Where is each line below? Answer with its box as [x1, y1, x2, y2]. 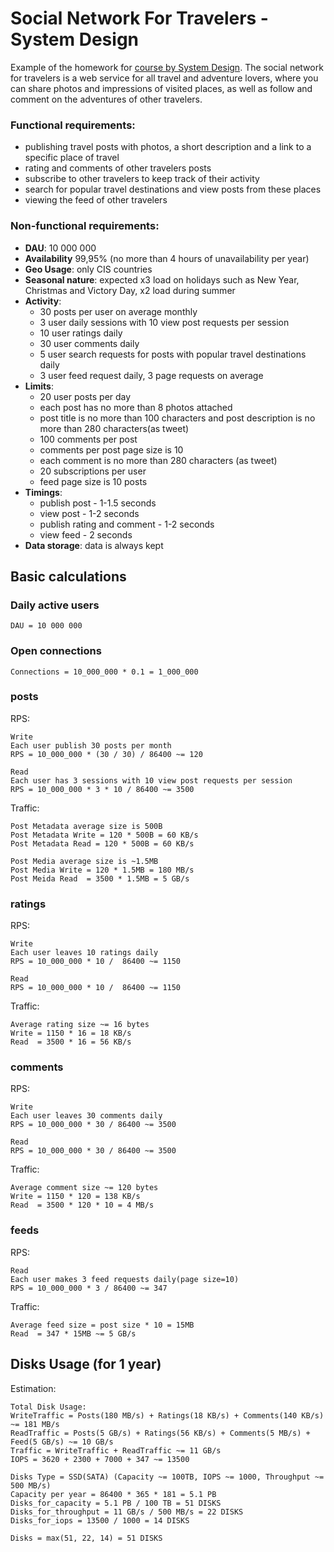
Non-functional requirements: [10, 219, 160, 233]
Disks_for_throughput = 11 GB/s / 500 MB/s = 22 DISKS [10, 1507, 244, 1517]
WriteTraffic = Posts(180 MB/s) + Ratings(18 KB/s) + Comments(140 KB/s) [10, 1410, 325, 1421]
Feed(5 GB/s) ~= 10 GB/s [10, 1437, 114, 1447]
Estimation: [10, 1382, 57, 1394]
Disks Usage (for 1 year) [10, 1356, 162, 1373]
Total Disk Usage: [10, 1402, 87, 1412]
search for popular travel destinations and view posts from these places [24, 183, 322, 196]
